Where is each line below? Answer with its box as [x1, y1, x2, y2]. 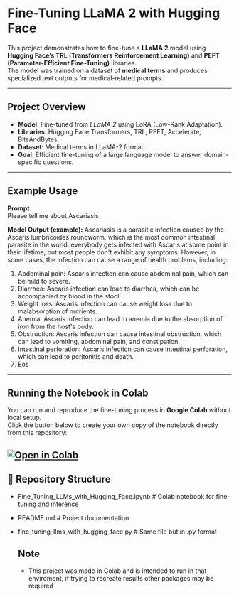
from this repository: [7, 429, 68, 437]
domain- [203, 150, 229, 158]
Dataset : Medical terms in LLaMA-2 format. [17, 142, 146, 151]
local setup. [7, 414, 42, 422]
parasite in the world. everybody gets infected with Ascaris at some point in [7, 240, 229, 249]
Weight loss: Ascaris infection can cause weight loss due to [17, 299, 193, 308]
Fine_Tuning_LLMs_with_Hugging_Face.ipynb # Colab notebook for [17, 492, 215, 500]
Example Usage [7, 185, 78, 197]
